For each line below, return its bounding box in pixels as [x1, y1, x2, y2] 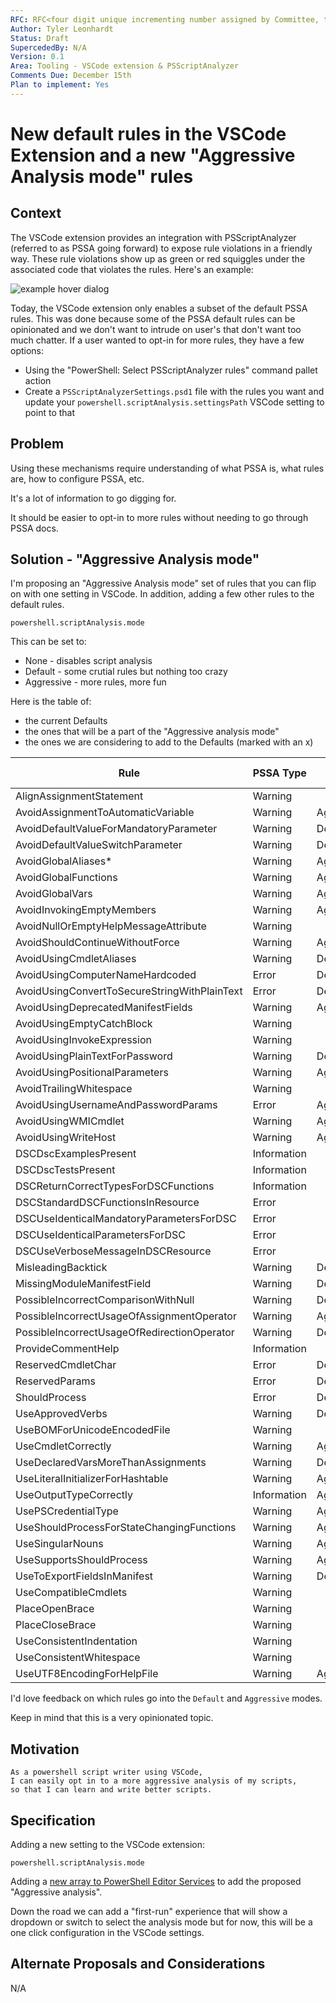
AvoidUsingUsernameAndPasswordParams [15, 1098, 218, 1112]
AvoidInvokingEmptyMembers [15, 903, 157, 917]
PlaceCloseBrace [15, 1618, 97, 1632]
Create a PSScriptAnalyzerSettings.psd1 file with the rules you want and [24, 385, 325, 397]
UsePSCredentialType [15, 1504, 119, 1518]
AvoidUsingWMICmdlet [15, 1114, 125, 1128]
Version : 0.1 [10, 52, 65, 62]
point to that [24, 406, 76, 418]
